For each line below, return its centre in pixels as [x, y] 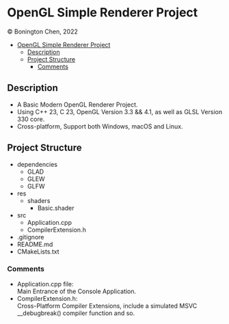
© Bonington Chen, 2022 [43, 31]
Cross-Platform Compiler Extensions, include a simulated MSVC [107, 306]
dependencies [37, 164]
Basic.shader [56, 208]
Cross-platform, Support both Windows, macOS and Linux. [100, 126]
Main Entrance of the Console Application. [77, 291]
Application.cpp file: [45, 284]
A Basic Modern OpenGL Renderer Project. [77, 105]
